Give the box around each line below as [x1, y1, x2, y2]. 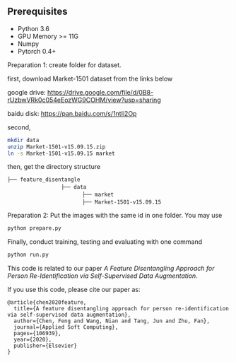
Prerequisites [7, 6, 68, 18]
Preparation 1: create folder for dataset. [7, 60, 122, 69]
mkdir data [7, 136, 40, 144]
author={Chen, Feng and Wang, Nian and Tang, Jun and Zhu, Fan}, [13, 317, 211, 325]
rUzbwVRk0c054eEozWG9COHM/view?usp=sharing [7, 95, 161, 104]
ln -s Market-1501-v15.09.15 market [7, 150, 115, 157]
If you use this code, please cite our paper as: [7, 286, 141, 294]
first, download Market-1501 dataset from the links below [7, 74, 173, 83]
